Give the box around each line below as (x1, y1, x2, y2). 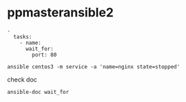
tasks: (13, 33, 32, 40)
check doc (7, 75, 38, 84)
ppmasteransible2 (7, 5, 114, 21)
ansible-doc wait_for (7, 88, 70, 95)
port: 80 (32, 51, 57, 58)
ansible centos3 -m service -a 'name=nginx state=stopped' (7, 63, 180, 70)
